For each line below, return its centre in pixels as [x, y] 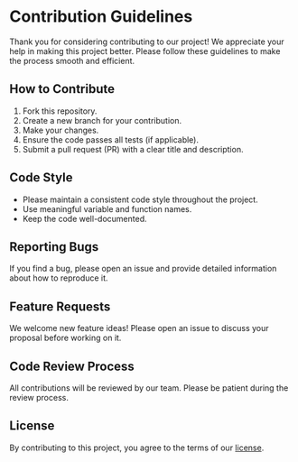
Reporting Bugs [54, 247]
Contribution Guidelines [101, 17]
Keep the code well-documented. [84, 218]
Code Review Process [72, 366]
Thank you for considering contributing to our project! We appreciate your [147, 42]
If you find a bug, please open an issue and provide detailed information [143, 269]
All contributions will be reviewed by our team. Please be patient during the [149, 388]
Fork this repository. [60, 111]
